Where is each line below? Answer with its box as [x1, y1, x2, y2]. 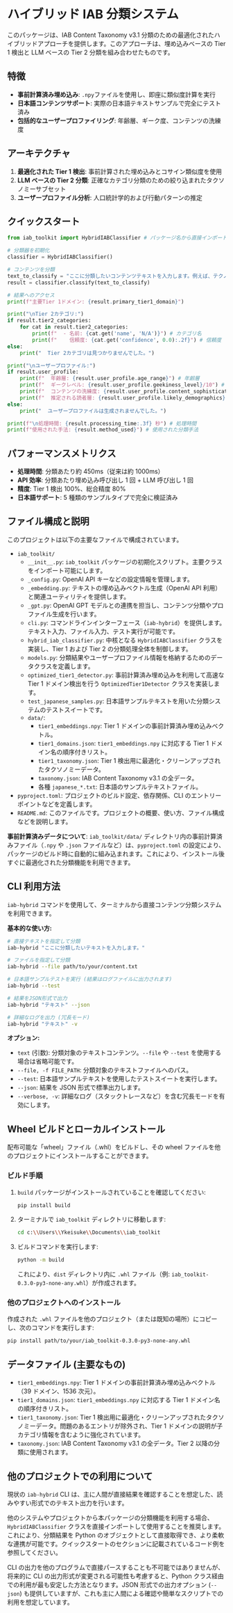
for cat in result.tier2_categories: [19, 324, 129, 331]
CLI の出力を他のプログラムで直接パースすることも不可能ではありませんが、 [7, 1563, 225, 1571]
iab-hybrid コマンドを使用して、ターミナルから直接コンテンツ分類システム [7, 900, 222, 908]
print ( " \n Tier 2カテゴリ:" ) [7, 310, 85, 317]
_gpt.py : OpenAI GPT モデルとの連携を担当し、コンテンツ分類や [27, 601, 212, 609]
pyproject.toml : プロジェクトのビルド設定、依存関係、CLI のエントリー [17, 791, 222, 799]
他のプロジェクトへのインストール [7, 1298, 121, 1307]
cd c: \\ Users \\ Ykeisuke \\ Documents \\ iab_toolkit [17, 1229, 161, 1236]
